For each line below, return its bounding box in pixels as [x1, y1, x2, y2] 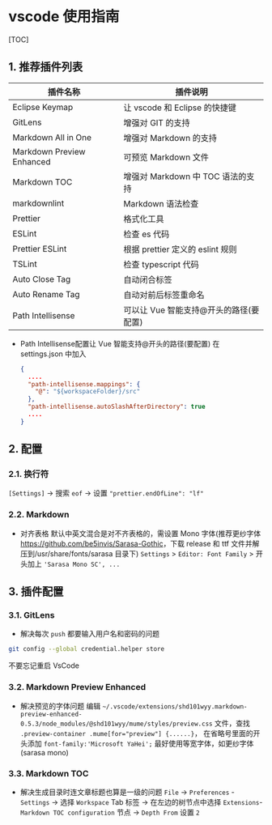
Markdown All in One [12, 131, 91, 142]
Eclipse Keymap [12, 101, 74, 113]
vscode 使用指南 [8, 7, 120, 26]
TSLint [12, 258, 38, 270]
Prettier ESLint [12, 243, 67, 254]
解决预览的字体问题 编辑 [19, 701, 101, 711]
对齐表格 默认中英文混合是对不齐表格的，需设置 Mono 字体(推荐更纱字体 [19, 528, 261, 538]
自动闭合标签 [123, 274, 172, 285]
